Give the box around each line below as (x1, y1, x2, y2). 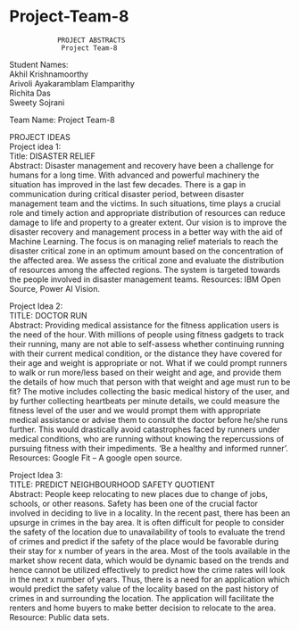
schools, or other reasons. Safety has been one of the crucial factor (9, 498, 259, 509)
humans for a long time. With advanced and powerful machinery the (9, 170, 261, 180)
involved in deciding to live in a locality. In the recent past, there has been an (9, 507, 291, 518)
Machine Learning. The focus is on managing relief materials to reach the (9, 236, 278, 246)
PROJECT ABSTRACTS (56, 36, 126, 45)
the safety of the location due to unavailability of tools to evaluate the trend (9, 526, 286, 537)
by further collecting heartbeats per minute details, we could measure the (9, 395, 280, 406)
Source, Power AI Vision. (9, 283, 101, 294)
